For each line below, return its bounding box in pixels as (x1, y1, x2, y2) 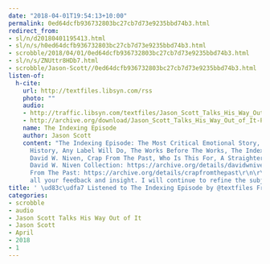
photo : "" (22, 94, 56, 102)
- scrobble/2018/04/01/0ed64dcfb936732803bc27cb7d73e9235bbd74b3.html (8, 49, 250, 57)
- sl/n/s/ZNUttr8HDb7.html (8, 57, 99, 65)
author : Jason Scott (22, 131, 92, 139)
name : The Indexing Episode (22, 124, 117, 132)
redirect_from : (8, 27, 59, 35)
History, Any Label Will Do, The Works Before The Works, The (29, 146, 243, 155)
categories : (8, 191, 48, 200)
